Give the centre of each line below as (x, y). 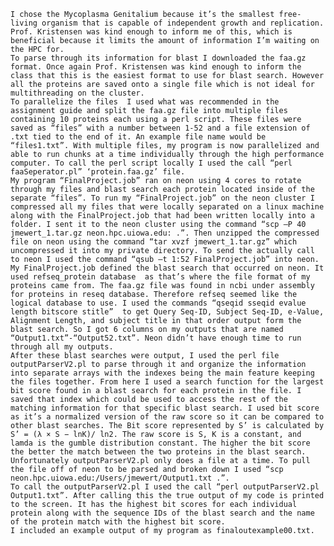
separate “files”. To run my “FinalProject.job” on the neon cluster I (162, 198)
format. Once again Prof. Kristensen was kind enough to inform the (156, 67)
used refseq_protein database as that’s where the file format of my (160, 277)
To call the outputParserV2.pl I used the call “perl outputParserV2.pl (165, 487)
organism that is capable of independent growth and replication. (183, 23)
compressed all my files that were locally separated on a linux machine (167, 207)
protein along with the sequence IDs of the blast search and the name (162, 513)
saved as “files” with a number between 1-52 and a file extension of (160, 128)
